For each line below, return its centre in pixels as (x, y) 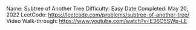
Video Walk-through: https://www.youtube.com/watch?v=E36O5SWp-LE (97, 21)
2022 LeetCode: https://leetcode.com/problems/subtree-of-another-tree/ (98, 15)
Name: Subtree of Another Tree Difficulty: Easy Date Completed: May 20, (97, 9)
